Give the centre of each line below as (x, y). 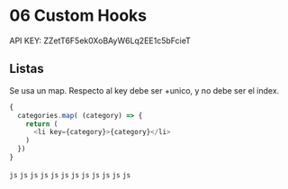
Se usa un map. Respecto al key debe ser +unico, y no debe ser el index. (144, 90)
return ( (42, 124)
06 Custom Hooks (78, 16)
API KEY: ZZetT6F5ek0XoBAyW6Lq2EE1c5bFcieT (100, 40)
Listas (27, 69)
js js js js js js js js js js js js (70, 175)
